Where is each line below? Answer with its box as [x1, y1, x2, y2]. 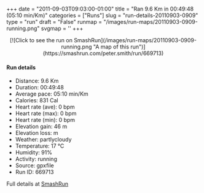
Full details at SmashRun [6, 180, 69, 187]
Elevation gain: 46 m [15, 123, 68, 131]
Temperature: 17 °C [15, 142, 65, 149]
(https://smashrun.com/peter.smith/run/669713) [42, 50, 164, 57]
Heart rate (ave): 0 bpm [15, 104, 75, 111]
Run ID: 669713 [15, 168, 54, 176]
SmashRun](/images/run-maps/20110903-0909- [73, 37, 197, 44]
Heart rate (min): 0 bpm [15, 116, 76, 124]
